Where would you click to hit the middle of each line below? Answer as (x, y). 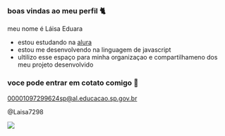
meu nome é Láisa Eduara (45, 29)
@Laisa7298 (25, 111)
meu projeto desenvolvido (55, 64)
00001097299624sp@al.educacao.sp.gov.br (72, 98)
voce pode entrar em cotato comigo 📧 (73, 83)
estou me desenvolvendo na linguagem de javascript (94, 50)
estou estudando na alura (55, 42)
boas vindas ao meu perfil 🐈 (56, 11)
